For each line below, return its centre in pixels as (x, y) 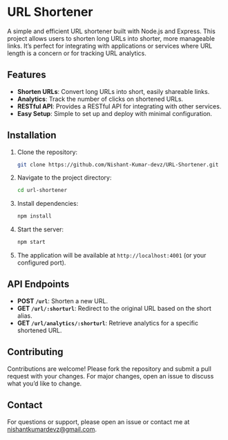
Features (27, 75)
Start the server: (40, 229)
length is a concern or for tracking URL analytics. (77, 53)
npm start (31, 242)
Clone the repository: (47, 152)
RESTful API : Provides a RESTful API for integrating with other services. (119, 106)
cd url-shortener (42, 191)
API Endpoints (38, 284)
